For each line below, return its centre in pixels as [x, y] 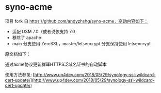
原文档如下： [18, 54]
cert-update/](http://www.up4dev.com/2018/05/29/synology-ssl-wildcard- [80, 80]
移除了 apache [26, 37]
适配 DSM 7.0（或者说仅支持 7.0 [43, 31]
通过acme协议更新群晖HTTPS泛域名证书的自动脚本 [56, 64]
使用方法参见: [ [20, 74]
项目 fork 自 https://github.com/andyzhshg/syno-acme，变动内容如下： [77, 21]
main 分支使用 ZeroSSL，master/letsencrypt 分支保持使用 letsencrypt [81, 43]
